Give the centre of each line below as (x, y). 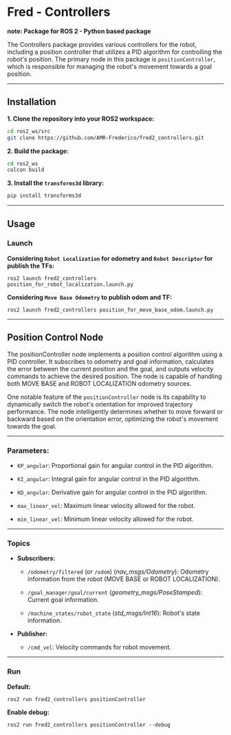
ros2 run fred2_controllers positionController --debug (89, 725)
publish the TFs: (31, 266)
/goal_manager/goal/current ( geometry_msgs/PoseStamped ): (115, 592)
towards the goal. (32, 426)
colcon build (26, 170)
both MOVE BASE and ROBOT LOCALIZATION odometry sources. (99, 383)
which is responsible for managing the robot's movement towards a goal (109, 66)
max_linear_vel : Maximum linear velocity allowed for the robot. (106, 505)
